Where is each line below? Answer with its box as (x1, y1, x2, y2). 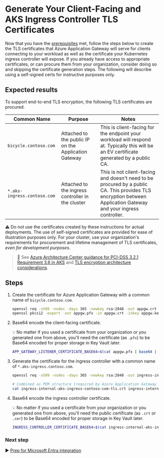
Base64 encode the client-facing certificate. (12, 320, 102, 326)
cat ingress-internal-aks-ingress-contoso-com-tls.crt (12, 386, 126, 391)
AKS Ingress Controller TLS (5, 14, 119, 25)
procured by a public (100, 181, 148, 187)
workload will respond (100, 136, 151, 143)
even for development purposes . (5, 245, 71, 251)
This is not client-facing (100, 168, 155, 175)
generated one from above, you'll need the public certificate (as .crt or (12, 410, 156, 416)
